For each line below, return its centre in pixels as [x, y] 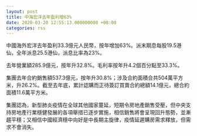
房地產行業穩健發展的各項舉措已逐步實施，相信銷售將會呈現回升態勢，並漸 [101, 112]
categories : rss [26, 28]
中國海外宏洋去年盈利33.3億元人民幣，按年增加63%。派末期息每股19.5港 [94, 45]
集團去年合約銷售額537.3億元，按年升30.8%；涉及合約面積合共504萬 [89, 78]
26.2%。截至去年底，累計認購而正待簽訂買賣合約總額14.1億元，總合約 [105, 85]
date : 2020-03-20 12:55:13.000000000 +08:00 [61, 22]
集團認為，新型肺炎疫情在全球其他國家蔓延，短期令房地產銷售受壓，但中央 [96, 105]
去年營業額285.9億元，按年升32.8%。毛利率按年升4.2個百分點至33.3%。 [94, 65]
